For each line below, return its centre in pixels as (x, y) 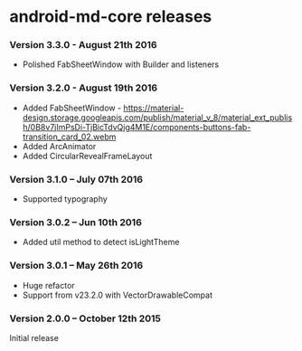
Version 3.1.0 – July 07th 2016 (76, 179)
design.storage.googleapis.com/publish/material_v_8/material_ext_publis (157, 117)
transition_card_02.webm (69, 137)
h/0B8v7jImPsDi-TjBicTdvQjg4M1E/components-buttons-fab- (137, 127)
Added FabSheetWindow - (72, 108)
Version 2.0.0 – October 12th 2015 (85, 318)
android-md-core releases (111, 17)
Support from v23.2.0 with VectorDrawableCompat (117, 295)
